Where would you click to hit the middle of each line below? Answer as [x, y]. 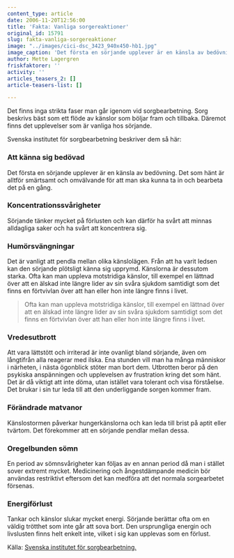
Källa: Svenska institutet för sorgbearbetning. [72, 548]
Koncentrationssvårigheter [54, 205]
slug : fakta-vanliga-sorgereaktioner [62, 40]
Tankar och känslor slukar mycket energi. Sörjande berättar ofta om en [109, 519]
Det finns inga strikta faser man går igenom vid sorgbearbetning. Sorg [108, 111]
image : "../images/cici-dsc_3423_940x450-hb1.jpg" [82, 46]
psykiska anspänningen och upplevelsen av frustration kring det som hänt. [114, 375]
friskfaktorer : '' [34, 66]
